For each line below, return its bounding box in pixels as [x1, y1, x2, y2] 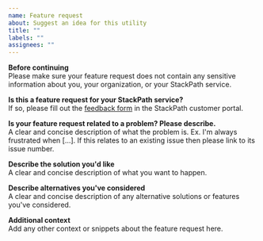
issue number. [8, 144, 55, 154]
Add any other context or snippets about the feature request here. [8, 224, 223, 234]
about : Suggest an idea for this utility [8, 19, 147, 27]
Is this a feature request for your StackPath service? [8, 95, 184, 105]
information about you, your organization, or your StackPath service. [8, 80, 232, 90]
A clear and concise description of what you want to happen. [8, 168, 208, 178]
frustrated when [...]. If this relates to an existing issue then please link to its [8, 136, 256, 145]
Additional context [8, 216, 71, 225]
